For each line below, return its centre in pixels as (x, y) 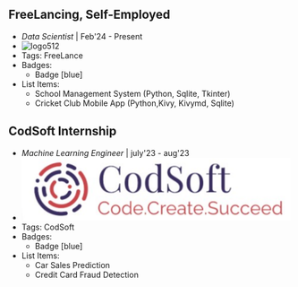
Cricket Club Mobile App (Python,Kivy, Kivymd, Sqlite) (134, 103)
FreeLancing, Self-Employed (89, 15)
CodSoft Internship (63, 131)
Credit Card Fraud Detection (87, 275)
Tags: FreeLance (52, 55)
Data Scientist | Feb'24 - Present (82, 36)
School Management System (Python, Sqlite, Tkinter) (132, 93)
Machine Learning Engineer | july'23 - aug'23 (105, 152)
